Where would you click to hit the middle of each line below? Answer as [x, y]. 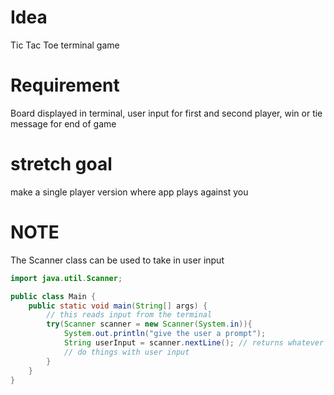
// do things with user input [126, 352]
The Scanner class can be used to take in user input [117, 260]
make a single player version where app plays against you [129, 192]
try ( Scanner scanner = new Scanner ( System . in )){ [149, 324]
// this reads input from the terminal [129, 315]
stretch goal [61, 164]
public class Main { [53, 296]
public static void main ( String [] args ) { [118, 306]
